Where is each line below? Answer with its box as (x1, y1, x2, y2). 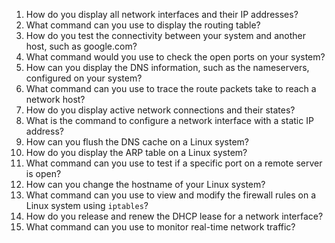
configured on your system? (25, 72, 143, 84)
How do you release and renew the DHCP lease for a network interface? (25, 210, 324, 222)
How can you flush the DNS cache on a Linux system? (25, 136, 250, 148)
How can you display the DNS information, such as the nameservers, (25, 62, 310, 73)
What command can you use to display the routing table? (25, 19, 261, 31)
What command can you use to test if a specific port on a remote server (25, 157, 323, 169)
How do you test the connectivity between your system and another (25, 30, 306, 41)
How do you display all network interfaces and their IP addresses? (25, 9, 299, 20)
